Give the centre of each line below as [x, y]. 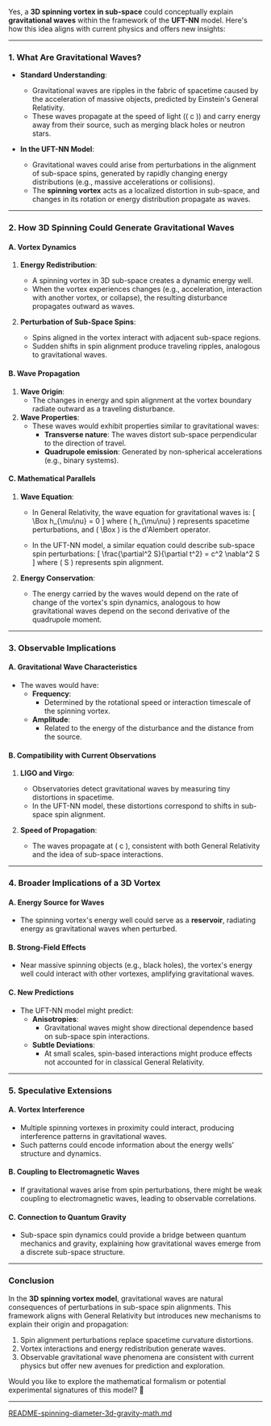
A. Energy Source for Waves [56, 902]
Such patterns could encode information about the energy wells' [127, 1145]
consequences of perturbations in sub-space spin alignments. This [120, 1307]
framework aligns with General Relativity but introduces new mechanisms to [135, 1315]
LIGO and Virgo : [47, 773]
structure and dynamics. [60, 1153]
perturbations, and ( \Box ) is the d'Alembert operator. [121, 529]
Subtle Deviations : [63, 1044]
